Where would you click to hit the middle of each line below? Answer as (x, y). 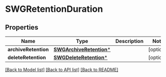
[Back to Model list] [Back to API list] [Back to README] (62, 70)
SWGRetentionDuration (54, 9)
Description (129, 41)
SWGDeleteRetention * (81, 58)
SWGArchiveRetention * (82, 49)
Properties (22, 27)
